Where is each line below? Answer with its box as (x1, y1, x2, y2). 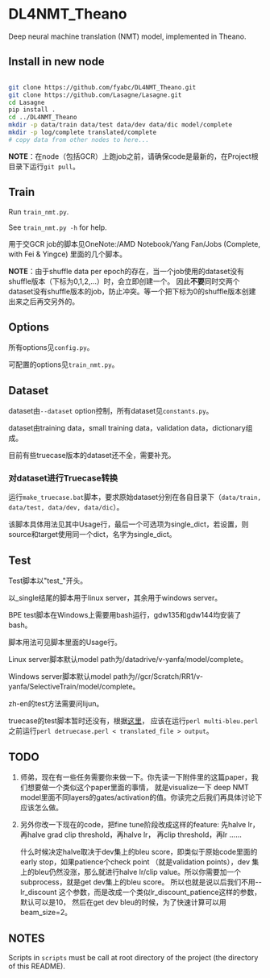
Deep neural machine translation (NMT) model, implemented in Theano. (8, 31, 247, 41)
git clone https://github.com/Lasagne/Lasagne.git (8, 90, 182, 99)
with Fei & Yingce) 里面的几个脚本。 (8, 249, 127, 259)
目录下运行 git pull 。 (8, 161, 81, 171)
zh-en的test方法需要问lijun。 (8, 699, 104, 709)
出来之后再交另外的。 (8, 296, 79, 306)
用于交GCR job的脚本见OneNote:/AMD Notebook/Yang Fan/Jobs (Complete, (8, 239, 260, 248)
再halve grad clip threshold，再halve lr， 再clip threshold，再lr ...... (19, 830, 242, 839)
